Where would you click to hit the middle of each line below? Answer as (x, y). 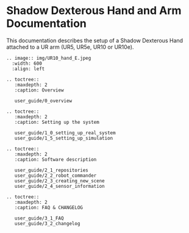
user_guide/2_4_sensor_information (59, 186)
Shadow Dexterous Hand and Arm (94, 11)
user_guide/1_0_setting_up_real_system (65, 133)
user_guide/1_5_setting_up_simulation (64, 138)
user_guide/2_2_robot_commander (55, 175)
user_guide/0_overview (43, 101)
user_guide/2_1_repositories (51, 170)
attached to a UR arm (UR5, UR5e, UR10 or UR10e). (70, 47)
